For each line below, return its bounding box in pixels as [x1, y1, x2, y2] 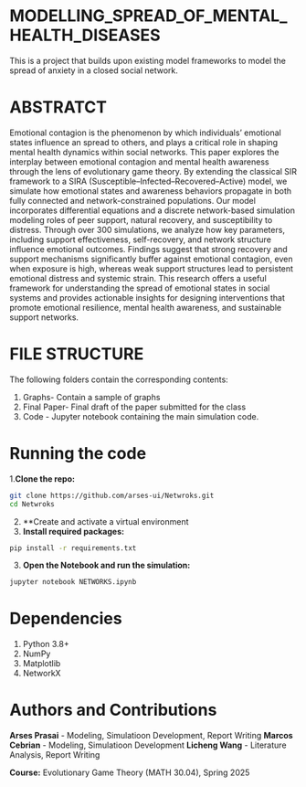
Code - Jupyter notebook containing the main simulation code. [22, 410, 259, 421]
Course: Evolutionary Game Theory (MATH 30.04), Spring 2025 [9, 767, 250, 778]
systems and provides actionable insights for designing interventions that [9, 292, 286, 303]
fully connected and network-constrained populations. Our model [9, 195, 256, 206]
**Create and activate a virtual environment [22, 516, 189, 526]
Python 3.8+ [22, 639, 70, 650]
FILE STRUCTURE [9, 344, 144, 365]
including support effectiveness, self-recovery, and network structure [9, 234, 272, 245]
